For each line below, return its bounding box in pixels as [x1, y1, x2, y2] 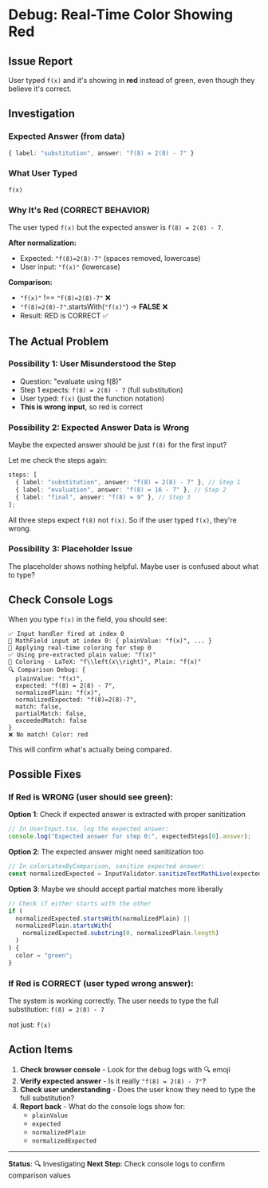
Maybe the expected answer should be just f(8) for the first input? [8, 440, 227, 450]
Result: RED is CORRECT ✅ [19, 311, 109, 321]
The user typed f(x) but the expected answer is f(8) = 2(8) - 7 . [8, 223, 223, 232]
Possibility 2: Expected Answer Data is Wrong [8, 421, 190, 432]
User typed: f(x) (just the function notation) [19, 393, 165, 403]
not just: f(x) [8, 1020, 52, 1029]
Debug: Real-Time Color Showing [8, 6, 234, 24]
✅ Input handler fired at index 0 [8, 630, 124, 637]
